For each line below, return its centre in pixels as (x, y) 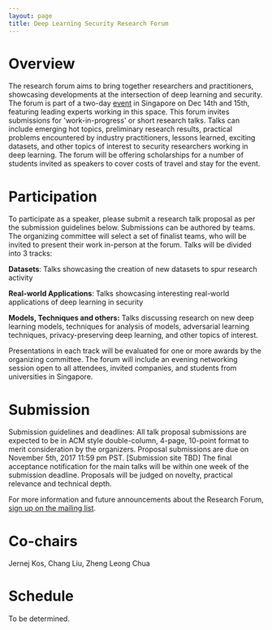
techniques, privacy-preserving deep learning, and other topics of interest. (133, 335)
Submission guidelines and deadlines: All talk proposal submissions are (127, 432)
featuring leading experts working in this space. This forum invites (119, 112)
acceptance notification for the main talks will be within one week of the (129, 467)
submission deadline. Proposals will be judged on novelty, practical (121, 475)
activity (21, 278)
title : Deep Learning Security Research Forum (89, 24)
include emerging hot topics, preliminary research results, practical (121, 129)
